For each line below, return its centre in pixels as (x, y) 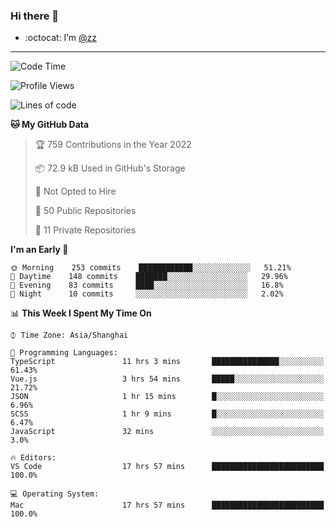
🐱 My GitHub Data (50, 125)
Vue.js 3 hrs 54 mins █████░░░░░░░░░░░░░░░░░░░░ (167, 379)
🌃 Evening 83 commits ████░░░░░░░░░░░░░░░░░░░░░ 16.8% (147, 285)
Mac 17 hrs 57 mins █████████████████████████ (167, 505)
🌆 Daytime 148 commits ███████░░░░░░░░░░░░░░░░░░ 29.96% (149, 277)
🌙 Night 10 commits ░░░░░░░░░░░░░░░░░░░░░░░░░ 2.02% (147, 294)
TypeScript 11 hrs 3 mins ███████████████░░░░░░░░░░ (167, 362)
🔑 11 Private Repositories (85, 230)
